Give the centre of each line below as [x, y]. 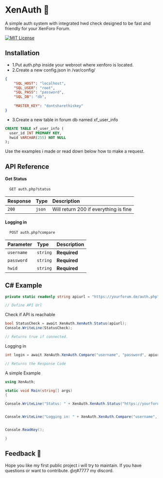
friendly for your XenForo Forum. [38, 28]
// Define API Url [24, 305]
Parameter [20, 244]
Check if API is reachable [30, 315]
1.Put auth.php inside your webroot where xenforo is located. [73, 64]
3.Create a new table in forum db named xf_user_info [65, 119]
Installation [22, 53]
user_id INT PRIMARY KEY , [36, 133]
